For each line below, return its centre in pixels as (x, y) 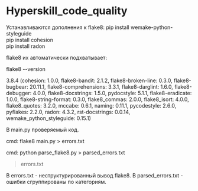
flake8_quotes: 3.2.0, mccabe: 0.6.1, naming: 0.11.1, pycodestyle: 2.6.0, (91, 105)
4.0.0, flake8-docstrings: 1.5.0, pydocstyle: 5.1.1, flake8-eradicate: (112, 93)
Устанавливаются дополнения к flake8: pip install (68, 27)
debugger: (19, 93)
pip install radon (26, 46)
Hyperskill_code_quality (67, 11)
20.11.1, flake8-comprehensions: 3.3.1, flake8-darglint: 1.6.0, (101, 86)
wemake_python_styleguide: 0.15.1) (49, 118)
